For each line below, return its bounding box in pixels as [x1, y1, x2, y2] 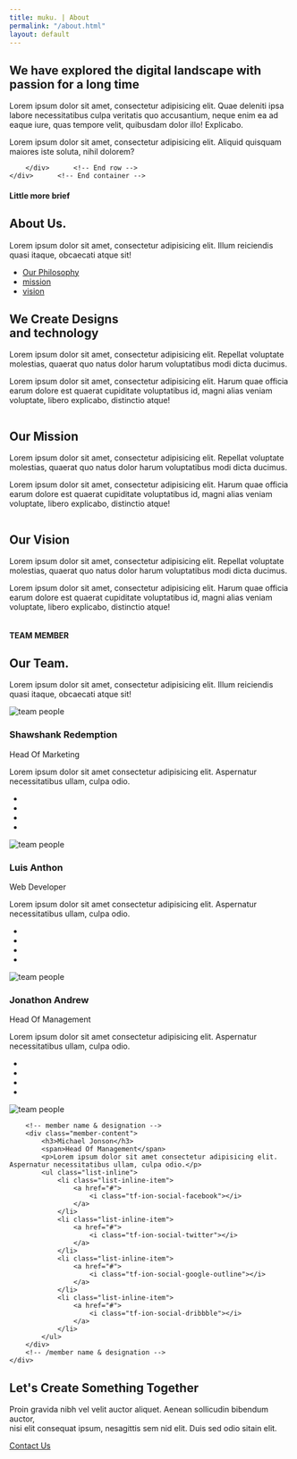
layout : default [9, 30, 70, 38]
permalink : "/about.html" [9, 21, 106, 30]
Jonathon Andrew [9, 993, 89, 1006]
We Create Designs [9, 311, 119, 326]
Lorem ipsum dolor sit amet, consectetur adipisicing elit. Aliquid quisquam [9, 137, 282, 148]
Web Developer [9, 881, 67, 892]
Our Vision [9, 532, 70, 547]
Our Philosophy [21, 266, 80, 277]
